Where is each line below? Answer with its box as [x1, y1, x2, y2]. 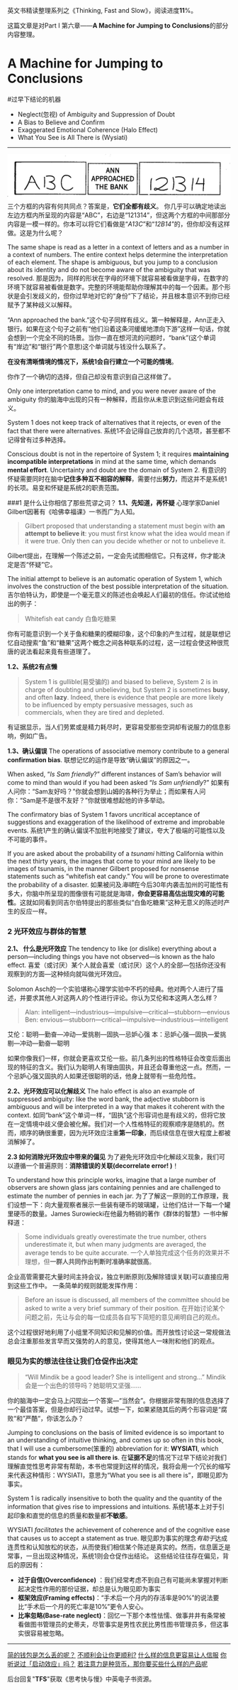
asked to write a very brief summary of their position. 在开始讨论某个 [24, 1304, 225, 1312]
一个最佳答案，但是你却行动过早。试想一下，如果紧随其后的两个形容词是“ [7, 1405, 222, 1414]
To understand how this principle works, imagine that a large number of [7, 1175, 216, 1184]
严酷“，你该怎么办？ [25, 1414, 84, 1422]
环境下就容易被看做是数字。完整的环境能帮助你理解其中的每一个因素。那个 [7, 283, 225, 291]
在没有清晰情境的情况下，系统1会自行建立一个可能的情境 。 [7, 357, 178, 366]
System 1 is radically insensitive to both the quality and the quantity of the [7, 1494, 222, 1502]
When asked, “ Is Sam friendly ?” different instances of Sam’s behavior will [7, 770, 222, 779]
